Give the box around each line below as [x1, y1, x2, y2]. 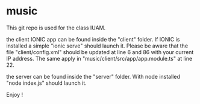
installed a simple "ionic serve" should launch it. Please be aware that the [6, 42, 189, 49]
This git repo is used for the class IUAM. [6, 24, 106, 31]
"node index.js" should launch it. [6, 79, 87, 87]
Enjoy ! [6, 91, 23, 98]
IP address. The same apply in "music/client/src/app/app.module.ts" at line [6, 55, 193, 62]
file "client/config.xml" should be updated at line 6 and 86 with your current [6, 48, 194, 55]
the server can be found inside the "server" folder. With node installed [6, 73, 181, 80]
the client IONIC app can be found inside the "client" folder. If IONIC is [6, 35, 180, 43]
